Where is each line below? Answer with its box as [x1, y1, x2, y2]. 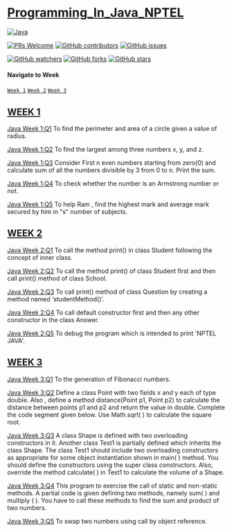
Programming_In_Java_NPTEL [7, 5, 184, 21]
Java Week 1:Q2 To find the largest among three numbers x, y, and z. [7, 145, 204, 153]
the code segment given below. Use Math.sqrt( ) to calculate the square [7, 410, 212, 418]
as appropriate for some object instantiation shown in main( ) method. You [7, 453, 219, 461]
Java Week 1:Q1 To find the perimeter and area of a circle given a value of [7, 124, 217, 132]
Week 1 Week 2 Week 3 [7, 87, 67, 94]
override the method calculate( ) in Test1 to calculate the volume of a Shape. [7, 468, 225, 476]
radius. [7, 132, 27, 140]
